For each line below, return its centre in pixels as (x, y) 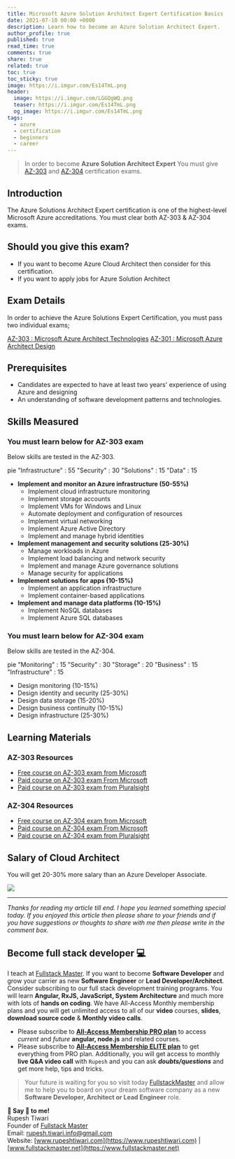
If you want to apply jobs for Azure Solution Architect (94, 279)
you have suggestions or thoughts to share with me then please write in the (116, 923)
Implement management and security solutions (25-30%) (103, 544)
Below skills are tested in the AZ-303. (61, 457)
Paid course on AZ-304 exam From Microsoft (83, 828)
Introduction (35, 193)
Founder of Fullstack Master (48, 1125)
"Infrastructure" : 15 (36, 672)
